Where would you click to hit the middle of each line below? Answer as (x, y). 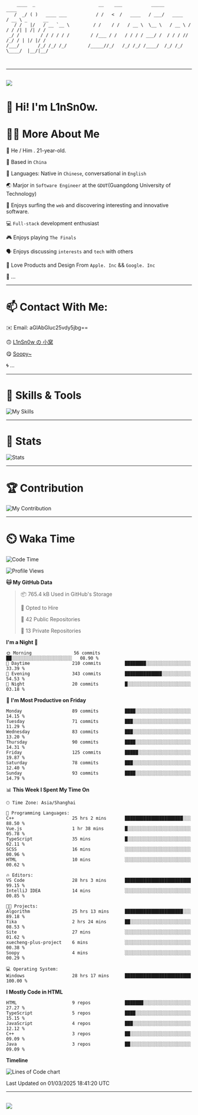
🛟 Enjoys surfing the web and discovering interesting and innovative (88, 205)
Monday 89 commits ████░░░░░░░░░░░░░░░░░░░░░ (99, 711)
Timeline (17, 1061)
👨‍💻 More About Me (53, 134)
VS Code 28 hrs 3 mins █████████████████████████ (99, 881)
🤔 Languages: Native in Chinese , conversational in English (76, 173)
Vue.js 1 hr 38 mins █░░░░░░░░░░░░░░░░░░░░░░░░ (99, 829)
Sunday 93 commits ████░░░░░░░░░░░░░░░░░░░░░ (99, 773)
